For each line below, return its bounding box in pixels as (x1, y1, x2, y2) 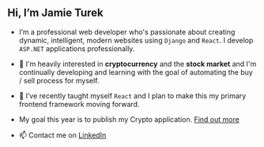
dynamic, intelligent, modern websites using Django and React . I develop (18, 35, 254, 45)
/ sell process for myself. (18, 75, 100, 85)
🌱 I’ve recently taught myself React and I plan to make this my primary (18, 90, 247, 101)
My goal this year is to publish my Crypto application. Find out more (18, 114, 240, 124)
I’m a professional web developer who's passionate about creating (18, 27, 236, 36)
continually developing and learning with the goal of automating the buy (18, 67, 254, 77)
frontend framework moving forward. (18, 99, 140, 108)
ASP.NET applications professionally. (18, 43, 135, 53)
